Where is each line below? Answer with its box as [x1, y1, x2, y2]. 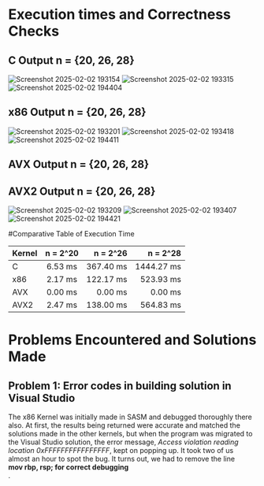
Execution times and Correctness [8, 6, 231, 24]
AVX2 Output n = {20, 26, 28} [8, 184, 156, 198]
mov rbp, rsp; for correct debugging [8, 462, 129, 472]
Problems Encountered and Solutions [8, 331, 257, 349]
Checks [8, 22, 60, 40]
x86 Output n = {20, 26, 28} [8, 106, 147, 119]
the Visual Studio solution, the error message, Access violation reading [8, 437, 239, 447]
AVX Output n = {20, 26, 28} [8, 158, 150, 171]
